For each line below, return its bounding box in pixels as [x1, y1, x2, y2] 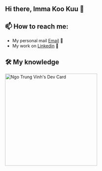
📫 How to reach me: [5, 22, 69, 30]
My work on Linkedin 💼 [12, 43, 59, 49]
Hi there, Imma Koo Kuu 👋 [5, 5, 84, 13]
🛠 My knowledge [5, 57, 59, 66]
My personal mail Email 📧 [12, 38, 63, 44]
